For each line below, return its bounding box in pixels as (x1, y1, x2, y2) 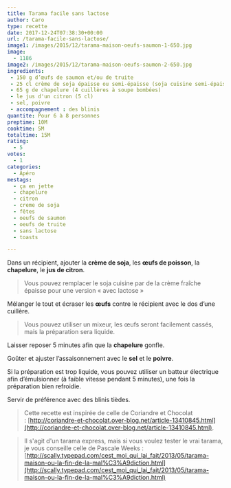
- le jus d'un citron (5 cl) (10, 93, 94, 100)
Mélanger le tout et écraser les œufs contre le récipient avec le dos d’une (7, 300, 215, 308)
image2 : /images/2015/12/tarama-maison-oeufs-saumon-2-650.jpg (7, 61, 192, 68)
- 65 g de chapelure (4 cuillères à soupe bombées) (10, 87, 162, 93)
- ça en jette (13, 183, 54, 190)
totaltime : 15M (7, 131, 51, 138)
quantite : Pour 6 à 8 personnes (7, 112, 100, 119)
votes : (7, 151, 26, 158)
